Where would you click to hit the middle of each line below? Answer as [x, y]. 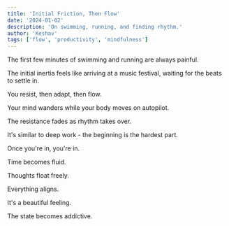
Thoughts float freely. [38, 176]
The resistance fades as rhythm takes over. [69, 121]
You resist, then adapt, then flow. [55, 94]
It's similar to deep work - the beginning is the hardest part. [93, 135]
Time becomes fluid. [37, 162]
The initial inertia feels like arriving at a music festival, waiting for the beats [114, 73]
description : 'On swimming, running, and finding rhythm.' [95, 27]
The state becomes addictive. [50, 216]
